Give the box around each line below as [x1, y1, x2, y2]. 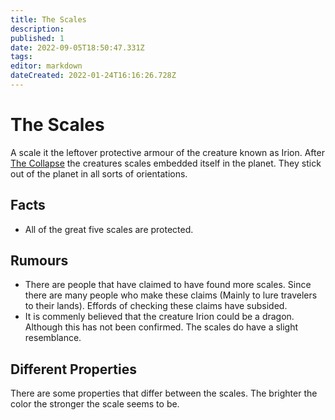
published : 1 [10, 33, 65, 43]
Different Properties [10, 361, 137, 378]
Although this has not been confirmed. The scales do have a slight [24, 321, 299, 333]
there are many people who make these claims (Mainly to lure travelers [24, 289, 318, 301]
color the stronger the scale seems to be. [10, 398, 180, 410]
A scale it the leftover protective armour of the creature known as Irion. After [10, 146, 325, 158]
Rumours [10, 252, 69, 270]
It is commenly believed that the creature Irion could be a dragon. [24, 311, 295, 323]
